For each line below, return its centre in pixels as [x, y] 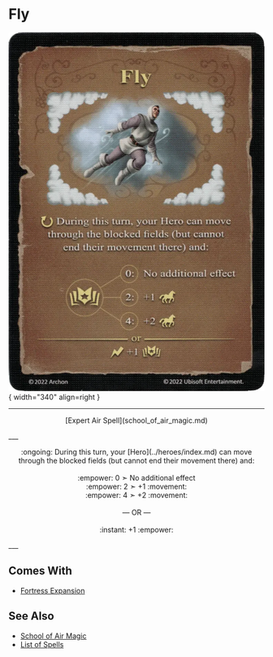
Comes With [41, 571]
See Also [31, 616]
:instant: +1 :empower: [136, 529]
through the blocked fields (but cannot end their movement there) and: [136, 460]
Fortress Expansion [52, 590]
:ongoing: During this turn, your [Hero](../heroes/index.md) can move [136, 451]
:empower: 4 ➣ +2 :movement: [136, 495]
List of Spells [42, 644]
